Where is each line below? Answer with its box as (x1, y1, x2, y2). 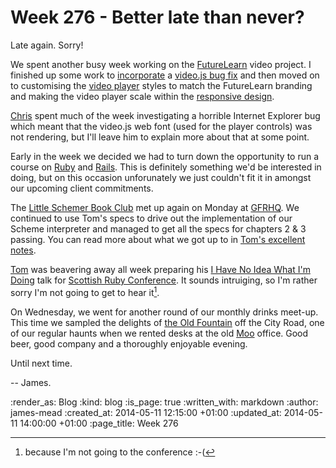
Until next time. (10, 357, 73, 369)
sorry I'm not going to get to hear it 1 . (10, 284, 160, 298)
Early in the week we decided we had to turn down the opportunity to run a (10, 150, 320, 162)
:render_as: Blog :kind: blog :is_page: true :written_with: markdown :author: (10, 396, 319, 408)
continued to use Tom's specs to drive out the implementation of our (10, 212, 293, 224)
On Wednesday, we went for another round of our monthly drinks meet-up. (10, 306, 319, 318)
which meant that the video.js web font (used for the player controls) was (10, 120, 313, 132)
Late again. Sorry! (10, 39, 84, 51)
